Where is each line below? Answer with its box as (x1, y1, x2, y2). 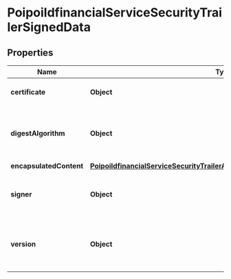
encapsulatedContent (10, 161, 84, 170)
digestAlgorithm (10, 129, 65, 138)
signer (10, 190, 32, 199)
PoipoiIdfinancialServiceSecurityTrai (7, 5, 222, 21)
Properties (7, 47, 54, 58)
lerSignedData (7, 19, 91, 35)
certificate (10, 87, 46, 97)
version (10, 239, 36, 249)
